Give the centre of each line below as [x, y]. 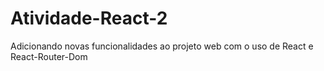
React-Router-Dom [49, 56]
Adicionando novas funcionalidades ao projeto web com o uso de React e [162, 46]
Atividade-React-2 [89, 18]
